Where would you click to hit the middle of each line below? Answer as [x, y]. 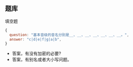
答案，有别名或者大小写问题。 [42, 60]
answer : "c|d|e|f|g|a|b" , [36, 39]
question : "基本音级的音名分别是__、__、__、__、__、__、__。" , [69, 35]
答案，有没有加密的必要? [37, 54]
